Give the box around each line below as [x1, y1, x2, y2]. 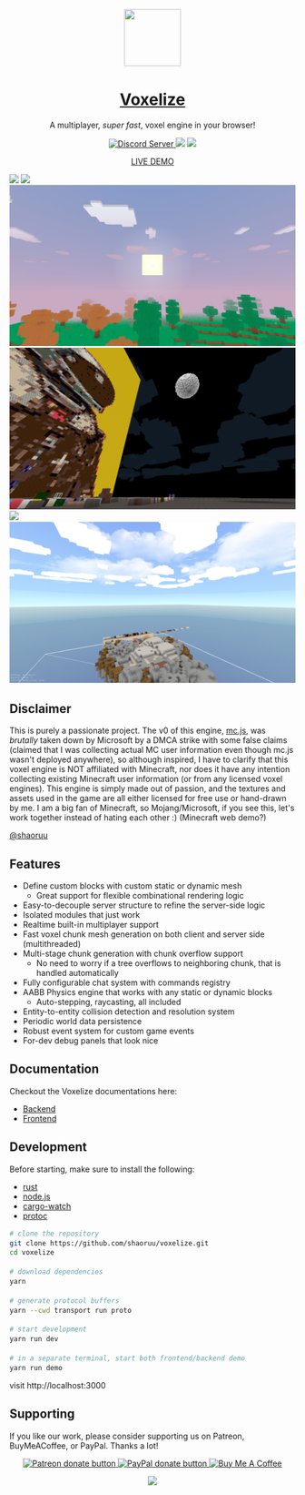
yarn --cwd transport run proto [9, 1306, 132, 1315]
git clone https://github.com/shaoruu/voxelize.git [9, 1238, 209, 1247]
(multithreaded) [22, 939, 82, 950]
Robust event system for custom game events [22, 1025, 195, 1037]
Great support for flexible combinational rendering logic [35, 890, 244, 901]
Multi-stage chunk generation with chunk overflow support [22, 948, 243, 960]
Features [9, 856, 61, 871]
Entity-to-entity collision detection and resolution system [22, 1006, 235, 1017]
